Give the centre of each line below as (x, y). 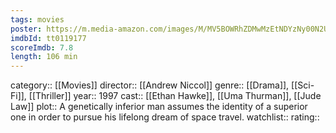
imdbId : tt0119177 (48, 38)
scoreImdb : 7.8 (42, 47)
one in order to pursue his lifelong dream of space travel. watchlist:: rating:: (165, 117)
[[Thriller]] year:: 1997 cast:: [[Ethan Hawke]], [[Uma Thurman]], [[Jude (175, 96)
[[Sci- (303, 85)
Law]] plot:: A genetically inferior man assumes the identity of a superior (159, 107)
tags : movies (37, 19)
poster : (26, 29)
